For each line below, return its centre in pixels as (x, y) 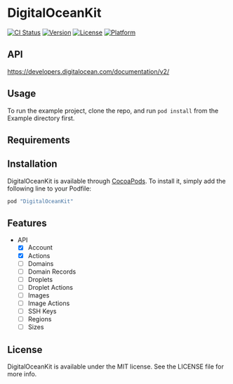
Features (27, 223)
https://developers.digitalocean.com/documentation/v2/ (88, 71)
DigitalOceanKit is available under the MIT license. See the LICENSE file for (116, 366)
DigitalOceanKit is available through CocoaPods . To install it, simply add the (116, 181)
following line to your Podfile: (49, 188)
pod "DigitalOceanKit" (40, 201)
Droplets (40, 279)
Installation (32, 164)
